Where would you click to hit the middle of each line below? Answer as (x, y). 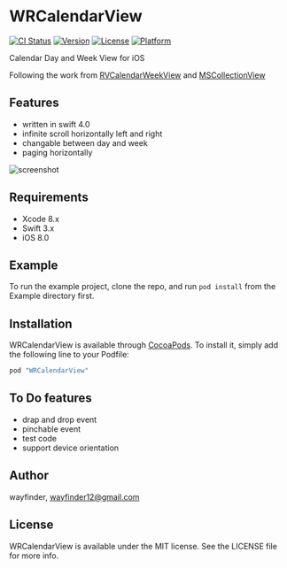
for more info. (34, 556)
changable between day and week (85, 142)
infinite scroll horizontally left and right (92, 134)
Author (29, 476)
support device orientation (70, 448)
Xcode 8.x (41, 219)
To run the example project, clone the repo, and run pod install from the (143, 287)
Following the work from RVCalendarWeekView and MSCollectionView (137, 75)
